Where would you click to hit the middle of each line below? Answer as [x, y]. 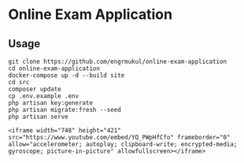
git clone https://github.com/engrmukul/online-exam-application [117, 61]
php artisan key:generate [50, 103]
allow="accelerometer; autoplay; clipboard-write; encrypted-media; [123, 144]
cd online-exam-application [54, 69]
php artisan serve [38, 117]
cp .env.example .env [44, 96]
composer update [35, 89]
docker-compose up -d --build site [67, 76]
